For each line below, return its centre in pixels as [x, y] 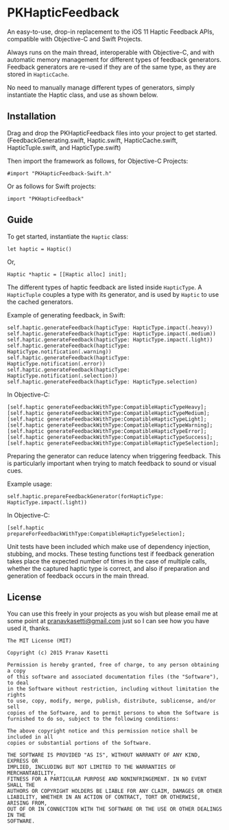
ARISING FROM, [27, 803]
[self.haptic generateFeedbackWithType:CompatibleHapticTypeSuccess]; [110, 437]
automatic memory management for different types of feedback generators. [114, 59]
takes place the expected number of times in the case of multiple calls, [107, 561]
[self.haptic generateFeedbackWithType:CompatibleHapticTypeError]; [107, 431]
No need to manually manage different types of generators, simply [101, 87]
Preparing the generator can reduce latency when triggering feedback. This [114, 456]
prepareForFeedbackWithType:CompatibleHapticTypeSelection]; [96, 534]
